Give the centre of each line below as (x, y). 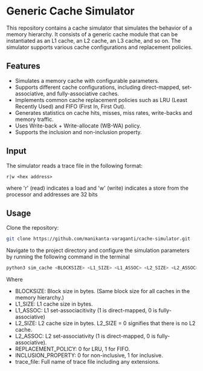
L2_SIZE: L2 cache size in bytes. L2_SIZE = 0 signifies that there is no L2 (105, 323)
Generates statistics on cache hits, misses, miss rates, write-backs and (103, 112)
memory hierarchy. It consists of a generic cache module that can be (92, 34)
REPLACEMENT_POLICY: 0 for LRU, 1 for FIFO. (72, 349)
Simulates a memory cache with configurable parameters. (87, 80)
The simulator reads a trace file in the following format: (75, 166)
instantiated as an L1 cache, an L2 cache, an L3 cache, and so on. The (94, 40)
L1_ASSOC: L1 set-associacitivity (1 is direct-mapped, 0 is (86, 311)
